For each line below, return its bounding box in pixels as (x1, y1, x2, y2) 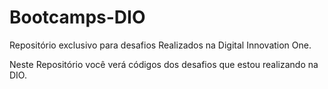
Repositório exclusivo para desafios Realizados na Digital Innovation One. (9, 39, 312, 51)
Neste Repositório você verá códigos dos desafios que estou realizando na (9, 58, 319, 70)
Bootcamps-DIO (9, 6, 146, 29)
